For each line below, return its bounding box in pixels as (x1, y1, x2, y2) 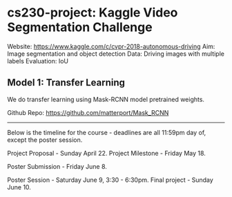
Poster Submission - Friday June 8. (7, 162, 107, 170)
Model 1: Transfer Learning (7, 77, 126, 89)
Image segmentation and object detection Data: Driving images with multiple (7, 50, 224, 58)
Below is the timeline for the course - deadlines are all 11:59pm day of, (7, 128, 206, 136)
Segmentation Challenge (7, 19, 153, 35)
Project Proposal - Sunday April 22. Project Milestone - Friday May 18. (7, 149, 206, 157)
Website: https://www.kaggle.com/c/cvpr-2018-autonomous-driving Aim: (7, 42, 215, 50)
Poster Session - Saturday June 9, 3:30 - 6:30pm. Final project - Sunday (7, 176, 214, 184)
